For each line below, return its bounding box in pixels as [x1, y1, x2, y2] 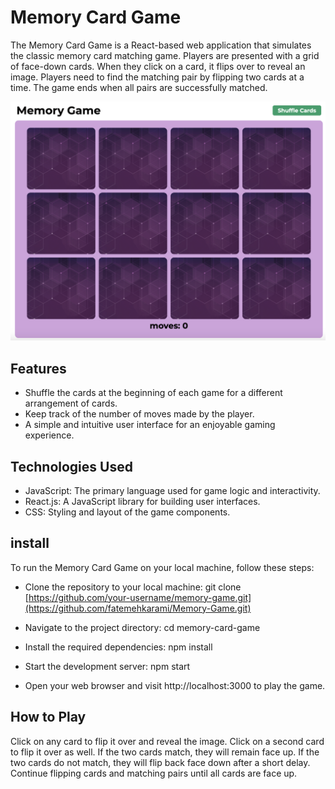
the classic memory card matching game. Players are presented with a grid [10, 49, 320, 61]
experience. [24, 429, 75, 441]
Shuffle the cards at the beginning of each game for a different [24, 387, 283, 399]
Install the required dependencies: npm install [24, 641, 213, 653]
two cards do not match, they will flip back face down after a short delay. [10, 756, 311, 768]
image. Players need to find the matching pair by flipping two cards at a [10, 71, 305, 83]
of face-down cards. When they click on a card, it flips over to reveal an [10, 60, 306, 72]
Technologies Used [10, 458, 133, 475]
